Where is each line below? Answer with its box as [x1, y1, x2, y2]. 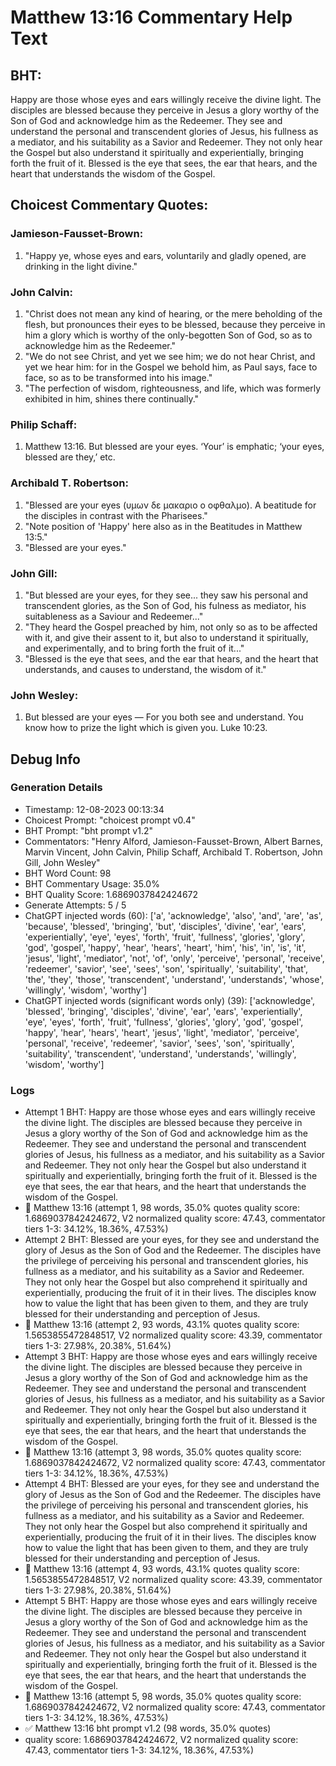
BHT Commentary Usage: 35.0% [24, 877, 160, 890]
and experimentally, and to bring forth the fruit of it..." [24, 642, 245, 654]
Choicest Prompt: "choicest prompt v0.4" [24, 814, 196, 826]
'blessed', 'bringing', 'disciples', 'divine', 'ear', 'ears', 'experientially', [24, 1005, 303, 1017]
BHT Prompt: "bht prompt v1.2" [24, 824, 153, 836]
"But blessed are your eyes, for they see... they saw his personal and [24, 589, 309, 601]
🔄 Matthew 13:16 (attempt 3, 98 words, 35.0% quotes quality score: [24, 1446, 302, 1458]
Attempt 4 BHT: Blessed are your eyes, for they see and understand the [24, 1478, 320, 1490]
